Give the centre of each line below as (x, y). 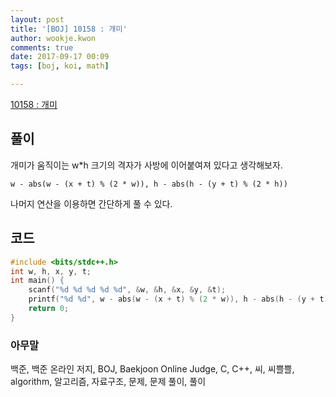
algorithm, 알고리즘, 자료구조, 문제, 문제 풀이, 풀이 (108, 382)
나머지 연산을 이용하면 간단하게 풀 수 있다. (91, 203)
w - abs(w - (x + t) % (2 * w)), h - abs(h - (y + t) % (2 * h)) (149, 184)
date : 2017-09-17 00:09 (60, 57)
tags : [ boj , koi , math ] (60, 66)
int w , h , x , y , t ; (51, 271)
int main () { (37, 281)
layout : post (37, 19)
